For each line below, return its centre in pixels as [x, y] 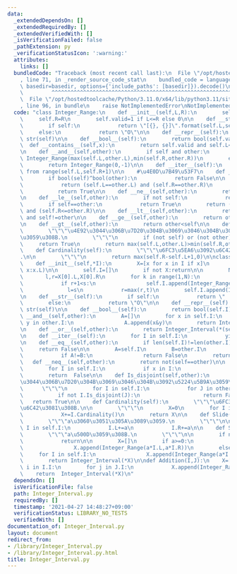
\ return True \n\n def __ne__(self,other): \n [109, 192]
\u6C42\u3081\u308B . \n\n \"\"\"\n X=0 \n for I [123, 408]
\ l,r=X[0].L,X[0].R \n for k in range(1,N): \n [110, 276]
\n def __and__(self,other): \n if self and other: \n [115, 152]
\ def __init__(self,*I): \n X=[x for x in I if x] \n [115, 264]
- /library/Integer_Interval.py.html [63, 553]
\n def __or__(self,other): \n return [91, 329]
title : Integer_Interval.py [49, 559]
